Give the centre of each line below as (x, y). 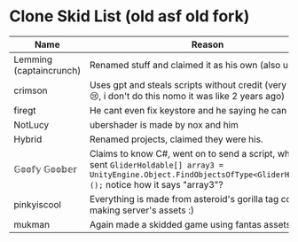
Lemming (33, 59)
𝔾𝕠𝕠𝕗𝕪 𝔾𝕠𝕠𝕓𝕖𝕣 (46, 168)
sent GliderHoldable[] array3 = (157, 164)
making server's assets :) (142, 210)
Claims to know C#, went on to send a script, (182, 153)
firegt (25, 110)
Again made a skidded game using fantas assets (190, 224)
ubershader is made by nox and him (164, 124)
